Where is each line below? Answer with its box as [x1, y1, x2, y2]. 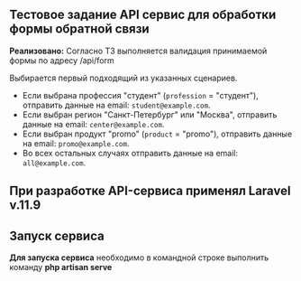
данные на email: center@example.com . [22, 118, 165, 129]
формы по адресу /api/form [9, 54, 114, 66]
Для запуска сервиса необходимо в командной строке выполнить [9, 252, 269, 263]
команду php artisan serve [9, 262, 113, 273]
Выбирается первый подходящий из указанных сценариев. [9, 72, 238, 83]
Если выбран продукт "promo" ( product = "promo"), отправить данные [22, 128, 293, 139]
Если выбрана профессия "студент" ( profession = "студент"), [22, 89, 259, 100]
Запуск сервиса [9, 228, 105, 243]
